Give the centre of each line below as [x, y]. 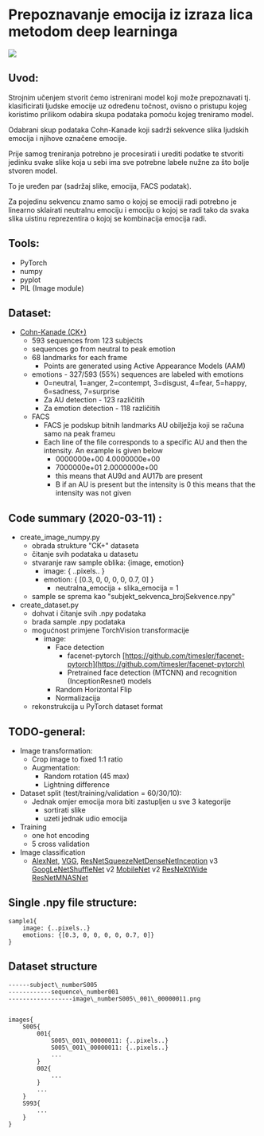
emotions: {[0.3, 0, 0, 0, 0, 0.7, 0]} [89, 935]
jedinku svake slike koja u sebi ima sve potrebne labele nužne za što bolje [129, 162]
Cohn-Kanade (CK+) [53, 332]
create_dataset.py [49, 605]
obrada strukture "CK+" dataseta [85, 546]
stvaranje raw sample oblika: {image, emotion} [108, 562]
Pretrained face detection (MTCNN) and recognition [152, 673]
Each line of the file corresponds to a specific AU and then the [146, 442]
